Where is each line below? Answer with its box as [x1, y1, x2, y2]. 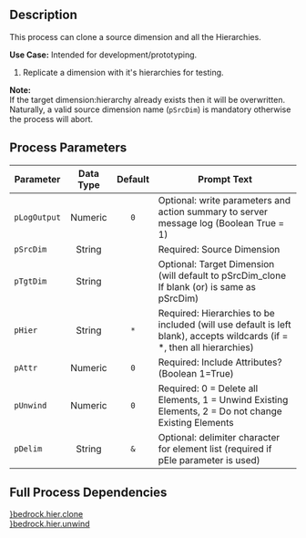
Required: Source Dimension [158, 243, 280, 255]
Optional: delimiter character [158, 430, 280, 443]
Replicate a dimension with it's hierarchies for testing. [22, 67, 225, 78]
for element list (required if [158, 442, 272, 455]
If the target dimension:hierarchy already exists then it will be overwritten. [9, 94, 285, 105]
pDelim [14, 443, 43, 454]
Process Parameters [9, 140, 127, 156]
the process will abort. [9, 113, 94, 124]
